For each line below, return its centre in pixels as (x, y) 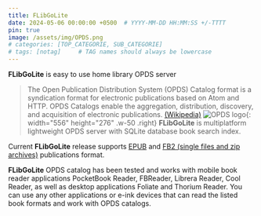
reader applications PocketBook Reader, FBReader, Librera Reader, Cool (125, 178)
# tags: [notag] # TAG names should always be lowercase (110, 52)
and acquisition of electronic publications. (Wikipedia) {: (139, 114)
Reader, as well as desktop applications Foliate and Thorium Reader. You (125, 187)
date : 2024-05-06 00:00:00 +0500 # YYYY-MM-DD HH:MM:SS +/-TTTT (117, 23)
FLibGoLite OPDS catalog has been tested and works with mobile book (123, 170)
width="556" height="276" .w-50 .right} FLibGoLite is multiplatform (137, 123)
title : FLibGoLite (38, 15)
